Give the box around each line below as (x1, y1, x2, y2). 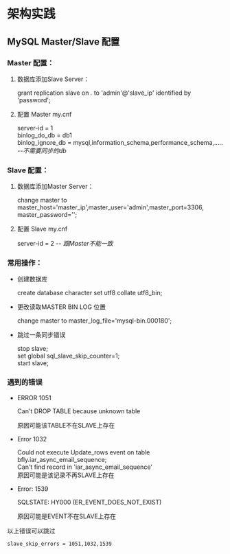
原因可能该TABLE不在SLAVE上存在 (16, 421, 115, 429)
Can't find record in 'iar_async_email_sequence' (16, 463, 153, 471)
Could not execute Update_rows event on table (16, 448, 150, 457)
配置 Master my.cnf (16, 110, 72, 118)
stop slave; (16, 345, 48, 353)
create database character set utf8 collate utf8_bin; (16, 289, 163, 297)
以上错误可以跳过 (7, 527, 56, 535)
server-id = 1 (16, 124, 54, 132)
